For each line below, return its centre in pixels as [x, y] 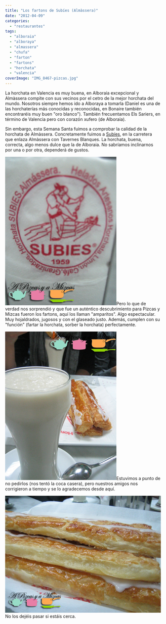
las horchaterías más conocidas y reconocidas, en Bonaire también [73, 109]
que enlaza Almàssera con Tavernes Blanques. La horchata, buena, [74, 139]
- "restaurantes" [27, 26]
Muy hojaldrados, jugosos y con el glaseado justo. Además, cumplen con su [83, 319]
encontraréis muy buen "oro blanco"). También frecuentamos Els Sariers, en [83, 114]
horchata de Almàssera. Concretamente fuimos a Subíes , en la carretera [79, 134]
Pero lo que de [131, 304]
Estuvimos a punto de [138, 478]
